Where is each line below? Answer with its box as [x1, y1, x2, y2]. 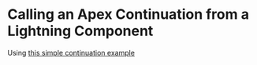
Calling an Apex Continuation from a [7, 5, 250, 23]
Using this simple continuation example [7, 48, 136, 57]
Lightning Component [7, 22, 154, 40]
